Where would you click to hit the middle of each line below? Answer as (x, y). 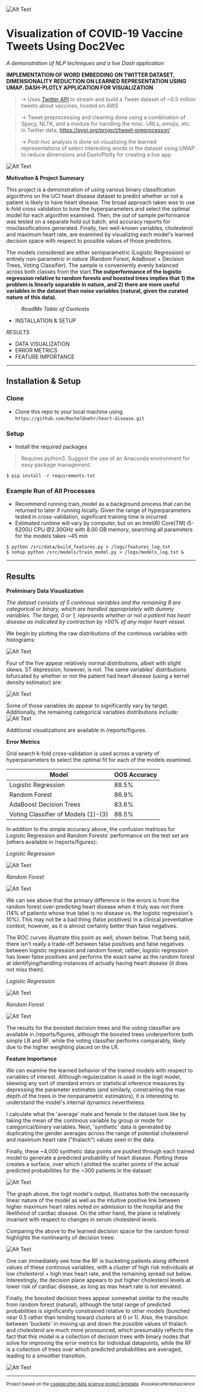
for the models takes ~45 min (51, 536)
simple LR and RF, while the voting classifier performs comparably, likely (96, 1041)
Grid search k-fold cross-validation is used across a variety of (83, 753)
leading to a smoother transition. (46, 1356)
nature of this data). (32, 297)
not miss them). (26, 970)
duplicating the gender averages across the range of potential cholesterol (97, 1133)
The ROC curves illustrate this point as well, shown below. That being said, (99, 938)
